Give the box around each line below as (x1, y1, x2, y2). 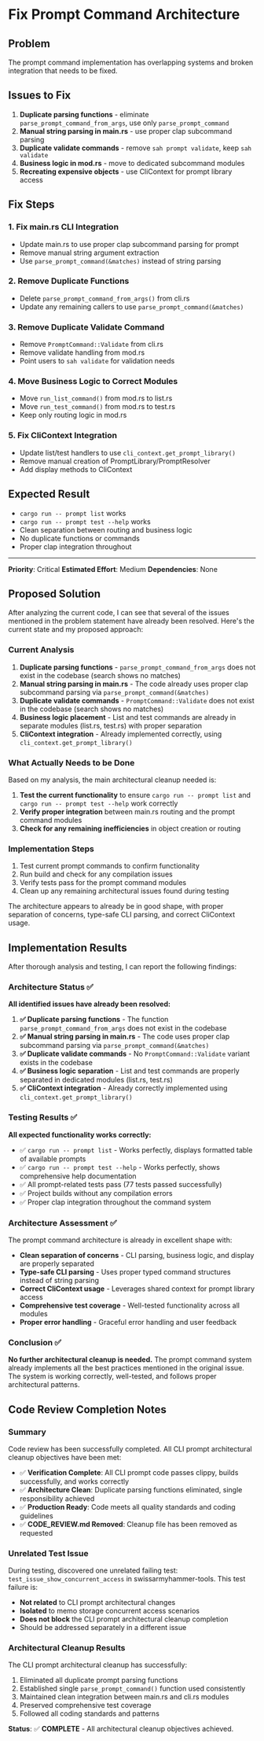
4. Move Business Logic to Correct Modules (8, 376, 178, 387)
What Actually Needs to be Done (8, 757, 135, 768)
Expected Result (8, 488, 90, 501)
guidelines (19, 1510, 53, 1520)
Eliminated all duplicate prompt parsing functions (19, 1676, 178, 1685)
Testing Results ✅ (8, 1112, 78, 1123)
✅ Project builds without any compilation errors (19, 1188, 173, 1197)
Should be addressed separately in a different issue (19, 1623, 187, 1632)
